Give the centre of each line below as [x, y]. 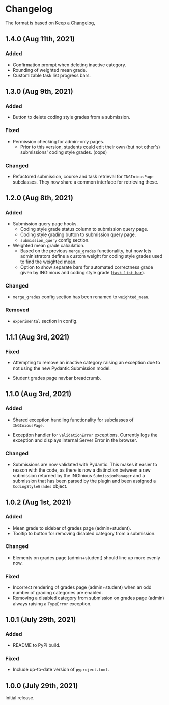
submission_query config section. [55, 240]
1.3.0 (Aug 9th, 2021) [39, 92]
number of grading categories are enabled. [58, 593]
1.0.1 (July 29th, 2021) [41, 620]
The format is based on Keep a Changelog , [50, 23]
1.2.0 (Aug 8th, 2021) [39, 198]
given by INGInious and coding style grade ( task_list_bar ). [82, 272]
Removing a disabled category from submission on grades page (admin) [88, 598]
